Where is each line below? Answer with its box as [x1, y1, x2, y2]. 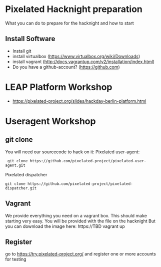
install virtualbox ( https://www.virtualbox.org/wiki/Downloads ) [12, 53, 140, 59]
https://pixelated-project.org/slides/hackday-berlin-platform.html [12, 98, 146, 104]
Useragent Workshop [5, 115, 96, 127]
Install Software [5, 35, 55, 43]
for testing [5, 256, 26, 262]
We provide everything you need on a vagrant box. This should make [5, 212, 147, 218]
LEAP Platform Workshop [5, 81, 112, 93]
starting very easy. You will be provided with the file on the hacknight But [5, 218, 156, 224]
